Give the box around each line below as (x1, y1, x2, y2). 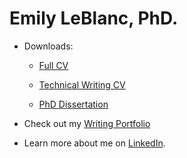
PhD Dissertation (38, 98, 109, 110)
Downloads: (23, 40, 74, 52)
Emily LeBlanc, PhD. (9, 7, 179, 30)
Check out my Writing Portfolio (23, 117, 151, 129)
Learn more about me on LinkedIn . (23, 137, 166, 149)
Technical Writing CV (38, 78, 126, 91)
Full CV (38, 59, 69, 71)
